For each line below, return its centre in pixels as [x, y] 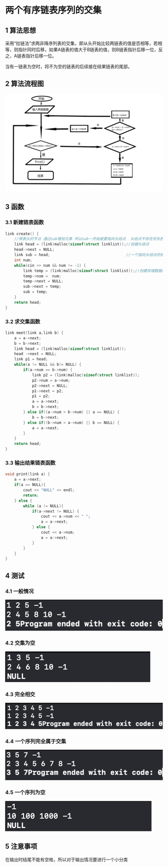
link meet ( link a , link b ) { [34, 333]
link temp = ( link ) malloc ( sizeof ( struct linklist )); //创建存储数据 [92, 271]
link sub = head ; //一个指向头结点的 [87, 255]
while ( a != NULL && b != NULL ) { [48, 365]
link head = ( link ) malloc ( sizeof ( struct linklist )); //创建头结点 [82, 244]
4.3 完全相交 [20, 694]
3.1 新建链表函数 [24, 223]
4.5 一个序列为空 [25, 792]
